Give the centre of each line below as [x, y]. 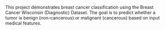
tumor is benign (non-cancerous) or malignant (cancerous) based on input [82, 18]
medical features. [23, 23]
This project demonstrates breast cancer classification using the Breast [79, 7]
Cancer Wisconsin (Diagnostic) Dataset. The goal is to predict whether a [80, 12]
